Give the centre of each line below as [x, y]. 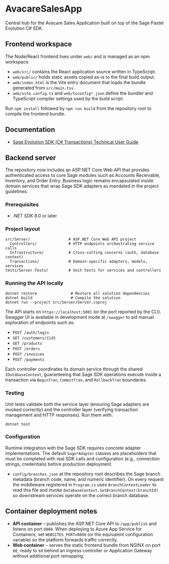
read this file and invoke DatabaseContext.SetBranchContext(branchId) [86, 490]
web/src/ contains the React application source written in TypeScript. [84, 71]
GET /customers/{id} [34, 338]
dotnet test [18, 424]
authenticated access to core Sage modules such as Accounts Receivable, [83, 175]
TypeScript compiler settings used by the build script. [68, 98]
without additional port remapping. [48, 556]
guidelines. [17, 192]
